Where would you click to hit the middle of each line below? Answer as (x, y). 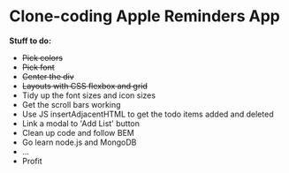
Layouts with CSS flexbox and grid (85, 86)
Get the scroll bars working (71, 104)
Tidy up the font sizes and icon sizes (89, 95)
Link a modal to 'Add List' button (80, 123)
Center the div (48, 76)
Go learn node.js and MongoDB (79, 142)
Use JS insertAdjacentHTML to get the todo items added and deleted (148, 114)
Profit (32, 161)
